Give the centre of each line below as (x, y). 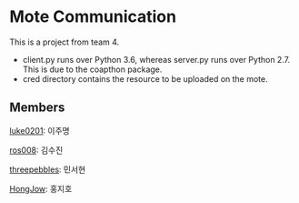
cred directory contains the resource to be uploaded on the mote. (145, 78)
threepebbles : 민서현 (48, 169)
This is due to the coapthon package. (92, 69)
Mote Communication (93, 17)
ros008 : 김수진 (36, 150)
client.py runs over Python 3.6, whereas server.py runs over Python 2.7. (156, 59)
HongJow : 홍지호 (41, 188)
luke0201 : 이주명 (40, 130)
